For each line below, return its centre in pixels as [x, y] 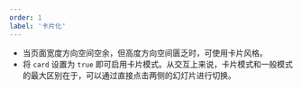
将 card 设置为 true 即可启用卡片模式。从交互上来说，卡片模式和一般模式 [157, 64]
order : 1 [26, 18]
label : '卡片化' [38, 26]
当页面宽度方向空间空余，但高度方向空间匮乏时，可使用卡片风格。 [145, 53]
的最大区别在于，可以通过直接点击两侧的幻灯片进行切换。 [129, 75]
